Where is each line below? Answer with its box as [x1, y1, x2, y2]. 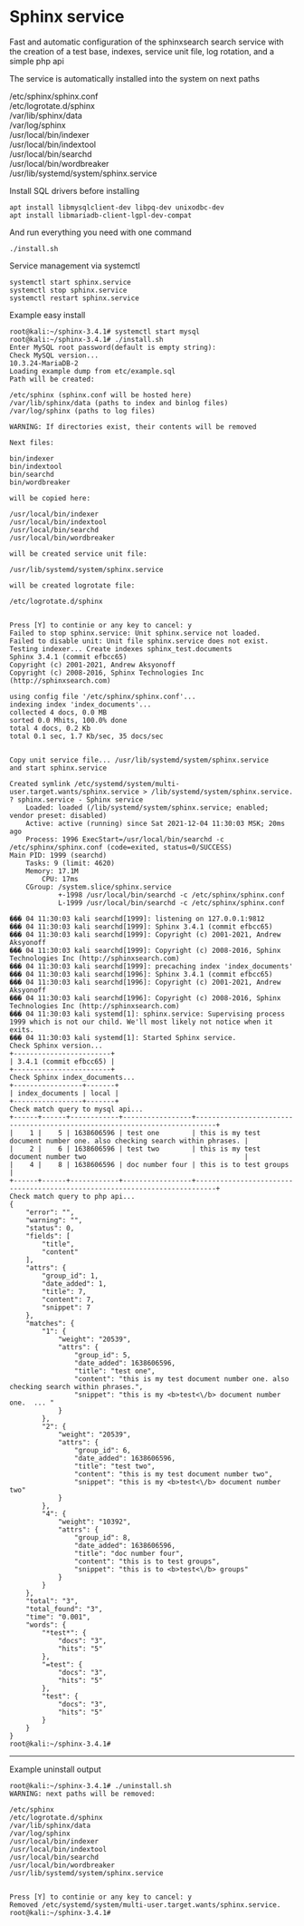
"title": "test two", [73, 1462, 156, 1471]
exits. [9, 1025, 34, 1035]
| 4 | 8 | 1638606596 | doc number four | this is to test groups [9, 1160, 290, 1169]
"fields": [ [25, 1231, 71, 1240]
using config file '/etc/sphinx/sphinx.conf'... [9, 692, 196, 701]
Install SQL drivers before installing [9, 185, 140, 196]
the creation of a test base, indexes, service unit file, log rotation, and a [9, 45, 274, 56]
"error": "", [25, 1208, 75, 1217]
